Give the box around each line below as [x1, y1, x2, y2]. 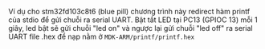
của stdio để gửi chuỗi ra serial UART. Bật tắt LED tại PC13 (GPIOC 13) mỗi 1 [8, 15, 259, 24]
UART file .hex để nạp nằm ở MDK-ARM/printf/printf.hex [8, 32, 195, 41]
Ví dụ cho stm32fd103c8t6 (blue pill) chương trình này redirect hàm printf [8, 7, 251, 16]
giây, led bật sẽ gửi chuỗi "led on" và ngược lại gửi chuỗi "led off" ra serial [8, 24, 253, 32]
